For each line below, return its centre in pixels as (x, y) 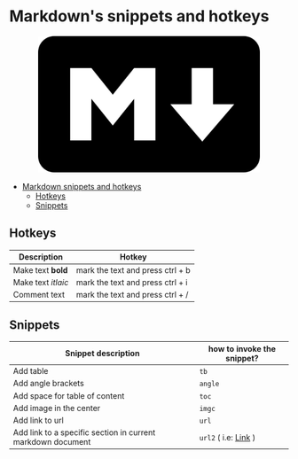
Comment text (39, 295)
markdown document (52, 442)
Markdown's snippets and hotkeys (139, 16)
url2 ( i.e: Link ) (227, 437)
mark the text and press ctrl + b (133, 270)
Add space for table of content (69, 395)
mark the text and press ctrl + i (132, 282)
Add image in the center (57, 408)
